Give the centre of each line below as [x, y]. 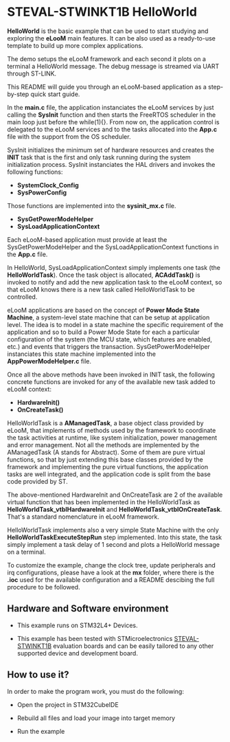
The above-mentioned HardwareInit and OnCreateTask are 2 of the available [115, 495]
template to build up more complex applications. [75, 45]
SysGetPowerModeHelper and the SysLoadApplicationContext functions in [113, 247]
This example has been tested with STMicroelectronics [95, 638]
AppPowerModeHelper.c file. [49, 361]
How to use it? [38, 675]
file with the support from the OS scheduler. [69, 136]
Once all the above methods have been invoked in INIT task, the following [111, 374]
